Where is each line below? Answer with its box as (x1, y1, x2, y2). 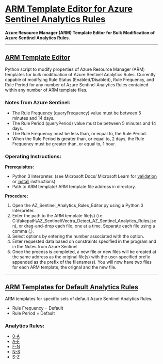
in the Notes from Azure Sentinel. (12, 244, 79, 250)
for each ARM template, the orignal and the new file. (12, 264, 116, 270)
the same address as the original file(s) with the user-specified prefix (12, 254, 150, 260)
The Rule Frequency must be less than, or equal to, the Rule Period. (12, 131, 147, 137)
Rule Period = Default (12, 310, 55, 316)
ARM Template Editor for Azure (5, 3, 133, 15)
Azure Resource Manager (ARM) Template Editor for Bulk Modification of (5, 30, 155, 35)
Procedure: (5, 193, 28, 199)
